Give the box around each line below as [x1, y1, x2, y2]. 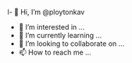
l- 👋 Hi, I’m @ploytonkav [7, 8, 85, 16]
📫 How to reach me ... [18, 47, 91, 57]
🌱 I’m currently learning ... [18, 31, 102, 40]
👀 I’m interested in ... [18, 23, 85, 31]
